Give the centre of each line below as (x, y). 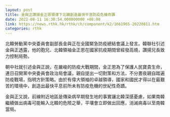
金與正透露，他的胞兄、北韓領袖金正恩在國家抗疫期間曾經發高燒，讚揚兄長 (83, 50)
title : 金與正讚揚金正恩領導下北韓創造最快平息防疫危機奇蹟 (60, 15)
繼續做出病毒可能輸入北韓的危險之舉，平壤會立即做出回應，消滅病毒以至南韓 (85, 103)
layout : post (19, 10)
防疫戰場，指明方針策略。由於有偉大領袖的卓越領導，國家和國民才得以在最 (83, 80)
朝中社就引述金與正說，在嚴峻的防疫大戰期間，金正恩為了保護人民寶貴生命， (85, 67)
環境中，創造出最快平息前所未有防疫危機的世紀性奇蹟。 (72, 86)
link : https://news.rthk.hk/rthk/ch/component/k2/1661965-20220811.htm (82, 24)
